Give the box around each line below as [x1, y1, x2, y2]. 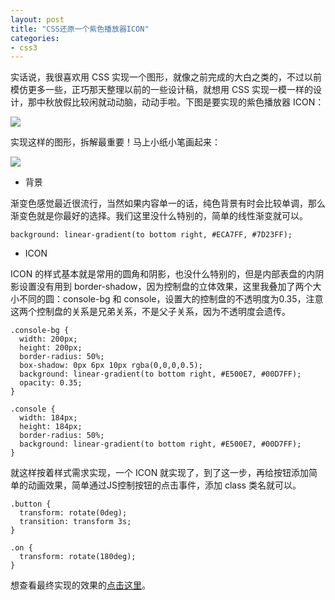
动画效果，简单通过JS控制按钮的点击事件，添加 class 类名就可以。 [27, 479, 302, 491]
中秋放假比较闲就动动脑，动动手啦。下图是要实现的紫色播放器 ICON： [36, 96, 325, 108]
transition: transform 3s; [19, 517, 132, 527]
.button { [10, 499, 52, 510]
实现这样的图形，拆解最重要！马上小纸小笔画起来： [10, 136, 221, 148]
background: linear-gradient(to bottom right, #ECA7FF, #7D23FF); [10, 230, 293, 240]
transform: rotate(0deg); [19, 508, 128, 518]
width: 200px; [19, 334, 78, 345]
